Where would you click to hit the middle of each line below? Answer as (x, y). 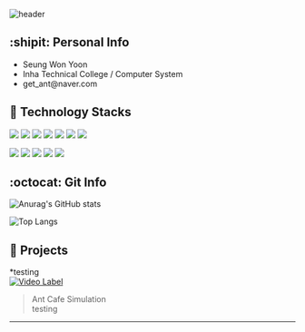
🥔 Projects (39, 250)
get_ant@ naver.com (60, 83)
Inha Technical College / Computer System (103, 73)
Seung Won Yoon (55, 64)
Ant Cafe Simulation (69, 299)
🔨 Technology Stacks (70, 112)
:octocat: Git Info (58, 183)
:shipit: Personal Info (69, 42)
